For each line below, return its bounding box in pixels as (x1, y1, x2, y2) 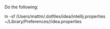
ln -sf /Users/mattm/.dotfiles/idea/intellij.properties (4, 14, 106, 19)
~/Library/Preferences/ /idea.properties (4, 19, 82, 24)
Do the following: (4, 4, 39, 10)
